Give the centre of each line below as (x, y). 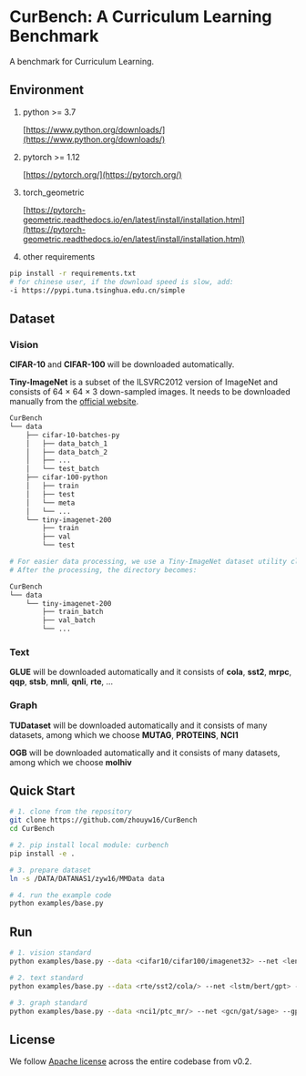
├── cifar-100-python (66, 477)
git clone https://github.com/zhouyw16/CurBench (103, 820)
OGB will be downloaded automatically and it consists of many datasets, (145, 753)
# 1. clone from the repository (71, 812)
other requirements (59, 256)
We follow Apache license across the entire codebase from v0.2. (131, 1061)
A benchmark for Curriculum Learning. (82, 61)
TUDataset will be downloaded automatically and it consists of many (138, 725)
